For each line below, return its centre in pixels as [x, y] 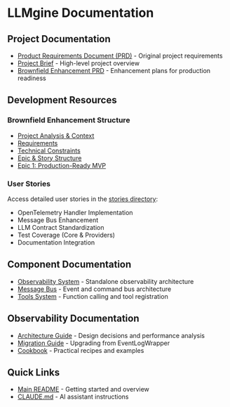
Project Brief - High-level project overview [79, 63]
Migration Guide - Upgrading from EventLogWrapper [94, 343]
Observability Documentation [73, 319]
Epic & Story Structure [49, 158]
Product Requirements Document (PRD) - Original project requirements [120, 56]
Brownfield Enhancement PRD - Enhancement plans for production [114, 71]
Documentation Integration [56, 242]
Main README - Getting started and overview [83, 389]
